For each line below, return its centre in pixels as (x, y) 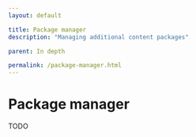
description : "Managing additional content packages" (99, 37)
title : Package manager (47, 30)
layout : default (35, 15)
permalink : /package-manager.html (65, 65)
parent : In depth (37, 51)
